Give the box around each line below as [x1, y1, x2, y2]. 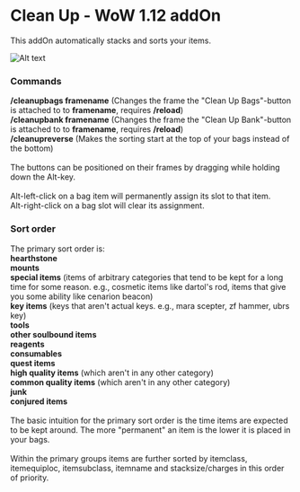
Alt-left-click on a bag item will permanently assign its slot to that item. [10, 190, 271, 202]
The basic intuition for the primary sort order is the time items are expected [10, 415, 288, 426]
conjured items [10, 396, 68, 407]
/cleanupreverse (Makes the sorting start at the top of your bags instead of [10, 134, 290, 145]
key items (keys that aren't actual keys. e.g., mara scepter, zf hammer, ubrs [10, 300, 290, 311]
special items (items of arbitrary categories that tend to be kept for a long [10, 271, 284, 283]
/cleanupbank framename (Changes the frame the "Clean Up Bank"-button [10, 114, 292, 126]
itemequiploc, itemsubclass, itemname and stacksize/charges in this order [10, 462, 285, 473]
